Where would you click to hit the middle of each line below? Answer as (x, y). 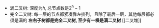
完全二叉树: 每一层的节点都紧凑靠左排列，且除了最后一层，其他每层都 (80, 14)
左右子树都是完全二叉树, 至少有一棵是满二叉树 (75, 20)
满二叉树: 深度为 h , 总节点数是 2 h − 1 (45, 8)
